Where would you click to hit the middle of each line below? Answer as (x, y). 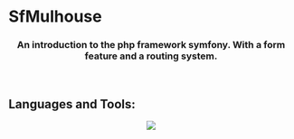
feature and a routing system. (151, 56)
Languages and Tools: (72, 104)
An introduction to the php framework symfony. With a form (151, 45)
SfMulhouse (55, 17)
